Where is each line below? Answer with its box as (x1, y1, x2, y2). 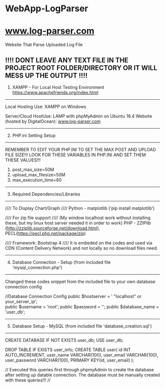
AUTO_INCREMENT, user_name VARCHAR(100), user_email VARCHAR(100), (5, 352, 159, 358)
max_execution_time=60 (12, 177, 62, 183)
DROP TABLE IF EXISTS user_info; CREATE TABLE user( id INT (5, 347, 131, 353)
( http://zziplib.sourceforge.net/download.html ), (5, 225, 100, 231)
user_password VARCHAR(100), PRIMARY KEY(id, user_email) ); (5, 357, 135, 363)
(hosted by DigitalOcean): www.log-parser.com (5, 118, 101, 124)
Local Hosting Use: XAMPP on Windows (5, 104, 86, 110)
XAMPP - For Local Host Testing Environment (12, 84, 105, 90)
